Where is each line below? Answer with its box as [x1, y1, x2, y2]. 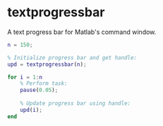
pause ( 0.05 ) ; [20, 86, 59, 94]
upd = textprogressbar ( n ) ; [7, 61, 87, 68]
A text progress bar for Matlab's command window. [7, 28, 157, 36]
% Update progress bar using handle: [20, 100, 131, 107]
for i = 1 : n [7, 74, 42, 81]
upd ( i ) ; [20, 106, 42, 113]
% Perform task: [20, 80, 68, 87]
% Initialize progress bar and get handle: [7, 54, 138, 61]
